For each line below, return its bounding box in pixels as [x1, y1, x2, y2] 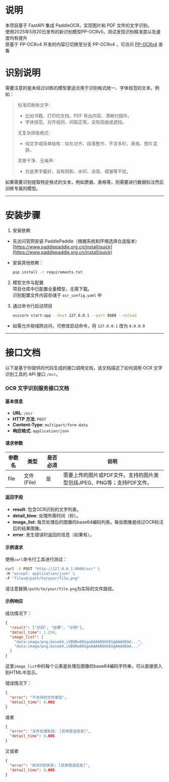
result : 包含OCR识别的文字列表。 [12, 507, 81, 513]
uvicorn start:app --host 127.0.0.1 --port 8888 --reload [12, 313, 137, 318]
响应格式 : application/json [12, 428, 69, 434]
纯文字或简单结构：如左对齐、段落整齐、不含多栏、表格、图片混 [25, 140, 157, 147]
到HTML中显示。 [5, 669, 40, 675]
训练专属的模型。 [5, 185, 41, 191]
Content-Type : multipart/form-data [12, 422, 88, 428]
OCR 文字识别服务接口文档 [5, 385, 69, 392]
